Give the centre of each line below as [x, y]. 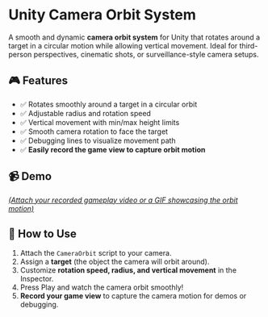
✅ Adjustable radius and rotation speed [86, 113]
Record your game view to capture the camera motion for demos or [133, 296]
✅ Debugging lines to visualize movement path [98, 140]
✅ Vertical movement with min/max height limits [100, 122]
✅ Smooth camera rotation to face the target [94, 131]
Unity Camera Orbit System [102, 15]
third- [249, 45]
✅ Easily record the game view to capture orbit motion [113, 149]
